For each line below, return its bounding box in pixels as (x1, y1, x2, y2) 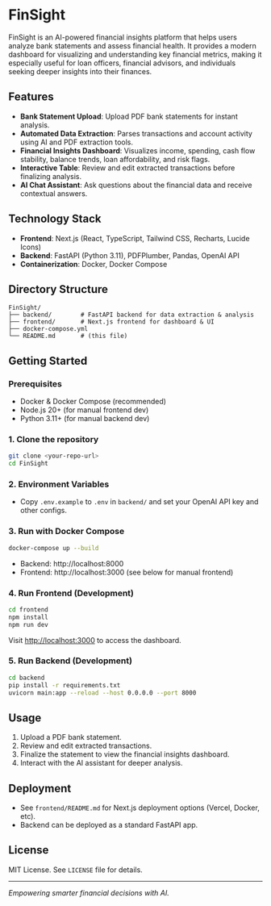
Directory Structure (8, 282, 109, 296)
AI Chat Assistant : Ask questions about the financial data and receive (19, 180, 252, 190)
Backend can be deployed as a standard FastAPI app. (19, 820, 198, 830)
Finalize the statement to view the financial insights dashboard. (19, 749, 230, 759)
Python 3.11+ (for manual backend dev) (19, 414, 150, 424)
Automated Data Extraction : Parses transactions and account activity (19, 128, 252, 138)
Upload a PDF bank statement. (19, 733, 123, 742)
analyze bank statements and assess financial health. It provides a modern (8, 40, 256, 50)
